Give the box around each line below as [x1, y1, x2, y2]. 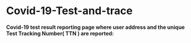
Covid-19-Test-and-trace [6, 4, 133, 18]
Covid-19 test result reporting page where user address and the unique [6, 24, 185, 31]
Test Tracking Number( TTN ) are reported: [6, 29, 114, 37]
